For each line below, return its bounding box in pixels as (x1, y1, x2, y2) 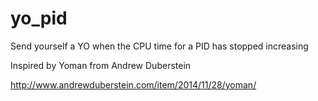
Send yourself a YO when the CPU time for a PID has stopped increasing (10, 40, 309, 52)
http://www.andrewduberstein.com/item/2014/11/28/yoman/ (10, 78, 257, 91)
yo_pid (10, 7, 68, 30)
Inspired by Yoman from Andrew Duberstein (10, 59, 192, 71)
